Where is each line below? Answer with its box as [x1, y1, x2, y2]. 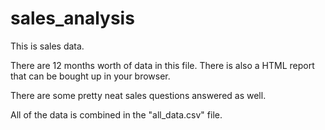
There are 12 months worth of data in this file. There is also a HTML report [10, 59, 315, 71]
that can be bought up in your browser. [10, 70, 171, 82]
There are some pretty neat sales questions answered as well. [10, 89, 267, 101]
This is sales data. [10, 40, 85, 52]
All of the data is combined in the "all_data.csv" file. [10, 108, 223, 121]
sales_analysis [10, 7, 135, 30]
